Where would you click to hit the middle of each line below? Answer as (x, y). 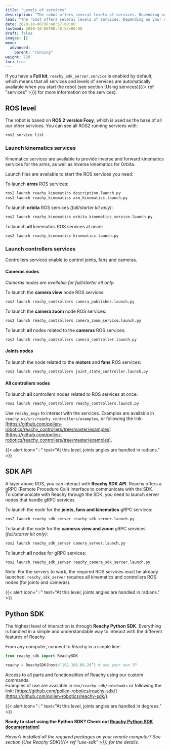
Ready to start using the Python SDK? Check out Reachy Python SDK (79, 722)
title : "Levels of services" (36, 10)
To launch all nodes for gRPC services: (46, 553)
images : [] (17, 38)
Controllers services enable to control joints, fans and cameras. (71, 260)
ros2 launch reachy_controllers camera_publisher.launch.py (70, 302)
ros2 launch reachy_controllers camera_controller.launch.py (71, 340)
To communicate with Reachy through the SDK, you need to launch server (82, 494)
